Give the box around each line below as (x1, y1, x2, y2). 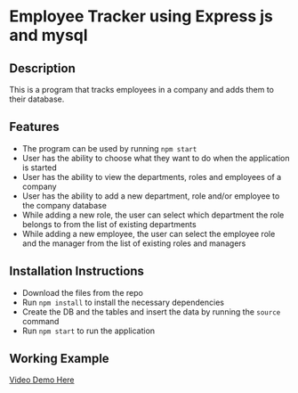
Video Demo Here (9, 374, 75, 385)
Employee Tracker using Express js (9, 6, 274, 27)
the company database (21, 200, 107, 210)
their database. (9, 94, 65, 104)
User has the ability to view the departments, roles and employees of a (21, 171, 282, 182)
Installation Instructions (9, 264, 145, 279)
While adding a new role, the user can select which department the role (21, 209, 285, 220)
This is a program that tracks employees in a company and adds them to (9, 85, 274, 94)
